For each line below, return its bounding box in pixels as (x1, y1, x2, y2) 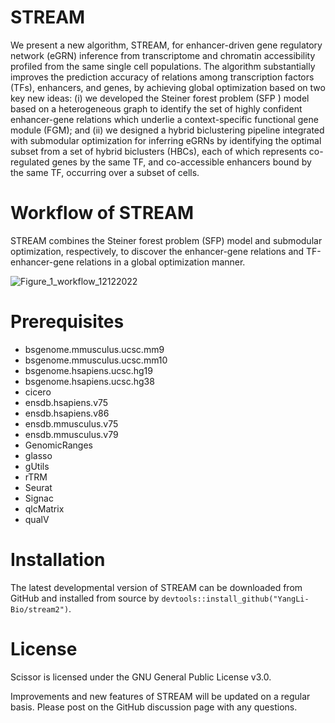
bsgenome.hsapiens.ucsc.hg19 (24, 364, 153, 376)
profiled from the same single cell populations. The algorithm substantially (10, 60, 316, 72)
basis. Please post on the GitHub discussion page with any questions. (10, 701, 298, 713)
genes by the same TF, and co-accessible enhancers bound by (51, 156, 312, 168)
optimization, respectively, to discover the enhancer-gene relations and (10, 245, 305, 257)
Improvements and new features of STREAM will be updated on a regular (10, 690, 311, 702)
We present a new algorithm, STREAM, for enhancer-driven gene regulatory (10, 39, 323, 51)
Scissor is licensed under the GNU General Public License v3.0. (10, 671, 272, 683)
